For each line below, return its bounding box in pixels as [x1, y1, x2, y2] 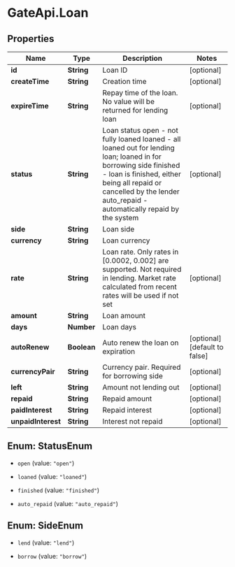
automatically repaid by [102, 204, 180, 214]
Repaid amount [102, 394, 152, 403]
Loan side [102, 224, 135, 234]
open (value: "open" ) [17, 459, 75, 467]
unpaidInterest [10, 417, 62, 426]
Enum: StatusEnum [7, 440, 93, 452]
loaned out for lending [102, 143, 175, 152]
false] [189, 351, 208, 361]
